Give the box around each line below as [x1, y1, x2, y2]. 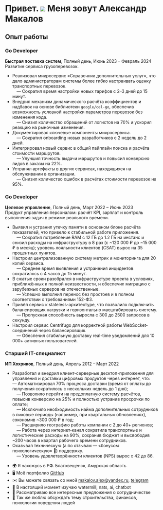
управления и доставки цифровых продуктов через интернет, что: [12, 375, 150, 382]
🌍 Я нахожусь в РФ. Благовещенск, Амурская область [12, 463, 127, 469]
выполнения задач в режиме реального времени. [5, 215, 109, 221]
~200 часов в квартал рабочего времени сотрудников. [12, 438, 127, 443]
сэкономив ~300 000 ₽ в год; [12, 417, 74, 423]
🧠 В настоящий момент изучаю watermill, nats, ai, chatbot [12, 484, 131, 490]
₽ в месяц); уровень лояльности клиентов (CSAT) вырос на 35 [12, 245, 143, 251]
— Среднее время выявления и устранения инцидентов [16, 265, 134, 271]
